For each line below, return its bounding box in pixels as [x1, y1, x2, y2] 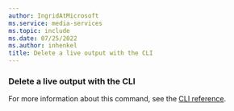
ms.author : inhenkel [8, 42, 78, 50]
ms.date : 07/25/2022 [8, 34, 78, 43]
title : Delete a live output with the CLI [8, 49, 153, 57]
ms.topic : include [8, 27, 70, 35]
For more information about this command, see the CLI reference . [8, 94, 227, 104]
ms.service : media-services [8, 19, 103, 27]
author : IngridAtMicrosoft [8, 11, 99, 20]
